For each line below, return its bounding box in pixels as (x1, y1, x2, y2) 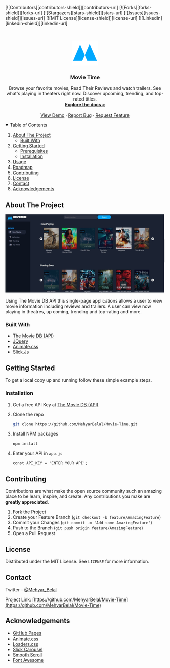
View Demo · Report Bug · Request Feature (40, 112, 130, 118)
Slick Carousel (12, 646, 43, 652)
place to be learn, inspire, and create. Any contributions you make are (5, 493, 151, 499)
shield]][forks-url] (5, 10, 42, 16)
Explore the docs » (65, 102, 105, 108)
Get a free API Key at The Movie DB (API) (12, 401, 99, 408)
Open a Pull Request (12, 530, 56, 537)
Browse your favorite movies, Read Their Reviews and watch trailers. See (9, 85, 161, 91)
